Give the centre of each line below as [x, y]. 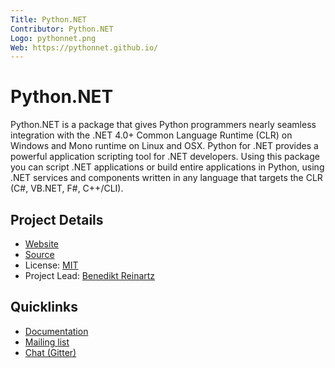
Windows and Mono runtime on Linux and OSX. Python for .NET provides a [164, 146]
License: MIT [51, 265]
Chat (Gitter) [50, 352]
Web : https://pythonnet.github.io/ [84, 47]
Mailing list [47, 342]
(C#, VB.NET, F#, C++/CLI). [67, 188]
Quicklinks [44, 307]
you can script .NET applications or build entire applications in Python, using [167, 167]
